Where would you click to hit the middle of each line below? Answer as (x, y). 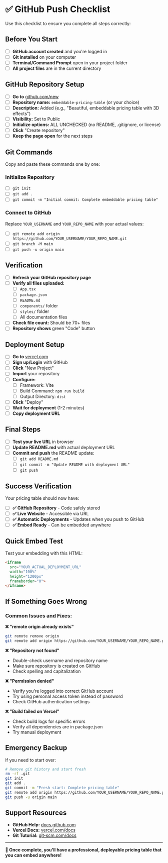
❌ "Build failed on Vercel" (32, 711)
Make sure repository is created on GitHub (56, 666)
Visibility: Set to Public (36, 119)
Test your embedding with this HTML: (44, 553)
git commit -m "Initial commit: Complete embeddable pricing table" (85, 200)
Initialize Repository (30, 177)
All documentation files (43, 317)
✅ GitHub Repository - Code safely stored (56, 508)
